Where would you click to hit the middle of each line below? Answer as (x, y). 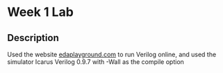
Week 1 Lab (41, 12)
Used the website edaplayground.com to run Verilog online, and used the (112, 54)
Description (33, 38)
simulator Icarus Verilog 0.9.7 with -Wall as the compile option (96, 62)
